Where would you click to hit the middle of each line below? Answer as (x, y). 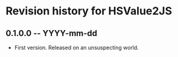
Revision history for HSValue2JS (89, 11)
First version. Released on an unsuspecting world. (77, 47)
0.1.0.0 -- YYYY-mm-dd (52, 33)
